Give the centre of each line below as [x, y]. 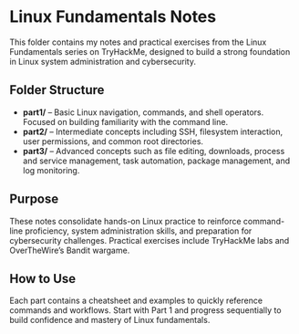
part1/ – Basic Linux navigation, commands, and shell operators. [143, 112]
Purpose [34, 199]
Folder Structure [57, 90]
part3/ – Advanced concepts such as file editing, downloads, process [154, 151]
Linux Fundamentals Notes [113, 17]
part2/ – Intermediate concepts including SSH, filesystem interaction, [153, 131]
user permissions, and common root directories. [113, 141]
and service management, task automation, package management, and [156, 161]
